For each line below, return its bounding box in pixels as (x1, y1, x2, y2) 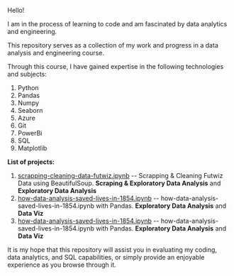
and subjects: (7, 70, 48, 78)
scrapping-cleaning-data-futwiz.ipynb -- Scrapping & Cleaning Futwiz (17, 172, 223, 180)
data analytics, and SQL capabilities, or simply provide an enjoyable (7, 253, 205, 261)
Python (17, 84, 39, 92)
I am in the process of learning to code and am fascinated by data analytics (7, 20, 228, 28)
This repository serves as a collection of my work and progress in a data (7, 41, 218, 49)
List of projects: (7, 158, 55, 166)
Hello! (7, 6, 25, 14)
